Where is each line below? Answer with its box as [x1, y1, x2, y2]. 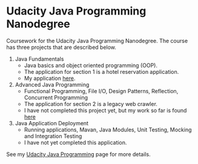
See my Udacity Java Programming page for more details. [6, 150, 151, 158]
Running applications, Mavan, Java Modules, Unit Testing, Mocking [24, 126, 192, 133]
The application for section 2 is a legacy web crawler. [24, 100, 157, 107]
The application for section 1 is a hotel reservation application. [24, 68, 179, 75]
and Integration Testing [24, 132, 82, 140]
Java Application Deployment [15, 119, 89, 126]
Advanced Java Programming [15, 80, 90, 88]
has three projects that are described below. [6, 44, 117, 51]
